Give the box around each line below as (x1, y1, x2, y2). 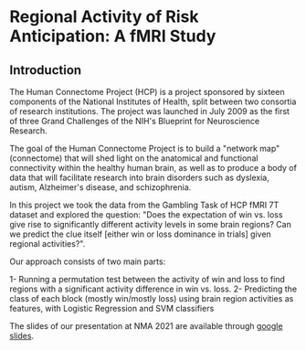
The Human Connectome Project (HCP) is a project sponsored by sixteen (9, 87, 285, 97)
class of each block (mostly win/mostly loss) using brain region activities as (9, 293, 294, 303)
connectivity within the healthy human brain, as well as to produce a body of (9, 163, 297, 173)
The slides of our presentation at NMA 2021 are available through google (9, 321, 283, 331)
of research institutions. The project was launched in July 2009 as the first (9, 106, 290, 116)
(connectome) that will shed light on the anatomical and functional (9, 153, 259, 164)
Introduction (9, 62, 82, 78)
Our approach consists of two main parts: (9, 256, 166, 267)
